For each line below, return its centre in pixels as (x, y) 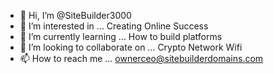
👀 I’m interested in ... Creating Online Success (114, 26)
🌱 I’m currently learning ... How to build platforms (121, 36)
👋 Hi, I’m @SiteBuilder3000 (75, 15)
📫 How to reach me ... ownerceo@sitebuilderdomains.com (141, 58)
